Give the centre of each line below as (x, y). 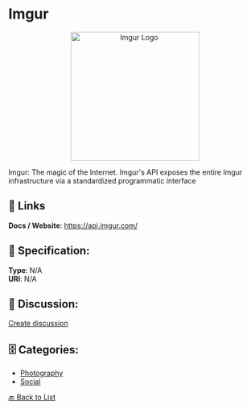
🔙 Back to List (32, 397)
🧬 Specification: (49, 251)
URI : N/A (23, 279)
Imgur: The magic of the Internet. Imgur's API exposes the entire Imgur (125, 172)
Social (30, 382)
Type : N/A (25, 270)
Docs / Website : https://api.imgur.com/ (73, 225)
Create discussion (38, 324)
